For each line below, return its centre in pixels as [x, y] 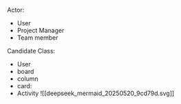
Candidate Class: [31, 51]
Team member [37, 38]
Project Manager [40, 30]
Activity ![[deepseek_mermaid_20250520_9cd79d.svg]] [96, 93]
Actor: [16, 10]
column [28, 79]
